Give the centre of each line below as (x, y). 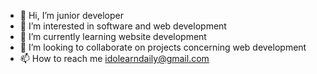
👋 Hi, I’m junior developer (71, 15)
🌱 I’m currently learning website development (113, 36)
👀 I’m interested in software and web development (123, 26)
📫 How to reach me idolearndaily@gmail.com (114, 58)
